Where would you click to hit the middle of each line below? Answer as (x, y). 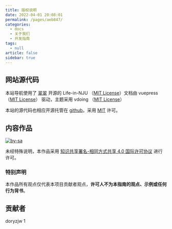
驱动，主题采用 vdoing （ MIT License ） (83, 99)
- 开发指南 (20, 39)
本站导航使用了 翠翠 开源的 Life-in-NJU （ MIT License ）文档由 (71, 93)
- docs (17, 29)
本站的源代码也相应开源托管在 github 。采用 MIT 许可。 (63, 110)
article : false (21, 53)
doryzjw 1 (15, 221)
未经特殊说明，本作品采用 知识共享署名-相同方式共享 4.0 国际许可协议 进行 (84, 151)
